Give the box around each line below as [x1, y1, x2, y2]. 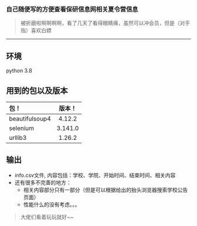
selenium [9, 124, 34, 132]
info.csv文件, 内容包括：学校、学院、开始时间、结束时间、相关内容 [14, 172, 176, 179]
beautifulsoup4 [9, 114, 51, 122]
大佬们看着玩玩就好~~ [20, 213, 74, 220]
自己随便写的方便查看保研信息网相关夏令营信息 [6, 5, 138, 13]
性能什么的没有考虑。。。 [23, 201, 80, 208]
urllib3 [9, 133, 27, 142]
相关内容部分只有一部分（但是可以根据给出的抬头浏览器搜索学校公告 [23, 186, 188, 193]
